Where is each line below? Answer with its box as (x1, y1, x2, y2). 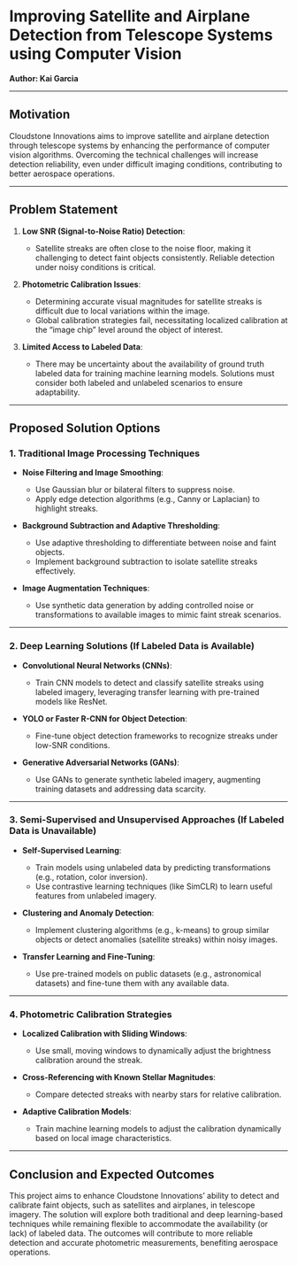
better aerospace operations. (9, 168, 115, 179)
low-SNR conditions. (34, 739, 110, 750)
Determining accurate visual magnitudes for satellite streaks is (34, 296, 263, 306)
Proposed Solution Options (9, 421, 161, 436)
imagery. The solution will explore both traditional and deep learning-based (9, 1208, 283, 1219)
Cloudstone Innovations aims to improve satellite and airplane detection (9, 130, 270, 141)
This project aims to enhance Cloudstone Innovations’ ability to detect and (9, 1190, 280, 1200)
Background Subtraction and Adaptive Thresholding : (21, 521, 221, 531)
